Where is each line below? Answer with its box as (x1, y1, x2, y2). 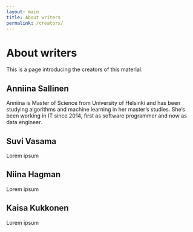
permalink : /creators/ (6, 20, 64, 26)
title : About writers (6, 14, 61, 20)
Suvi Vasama (6, 136, 57, 146)
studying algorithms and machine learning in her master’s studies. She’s (6, 106, 186, 113)
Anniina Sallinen (6, 83, 70, 93)
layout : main (6, 8, 39, 15)
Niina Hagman (6, 169, 61, 180)
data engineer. (6, 119, 42, 126)
